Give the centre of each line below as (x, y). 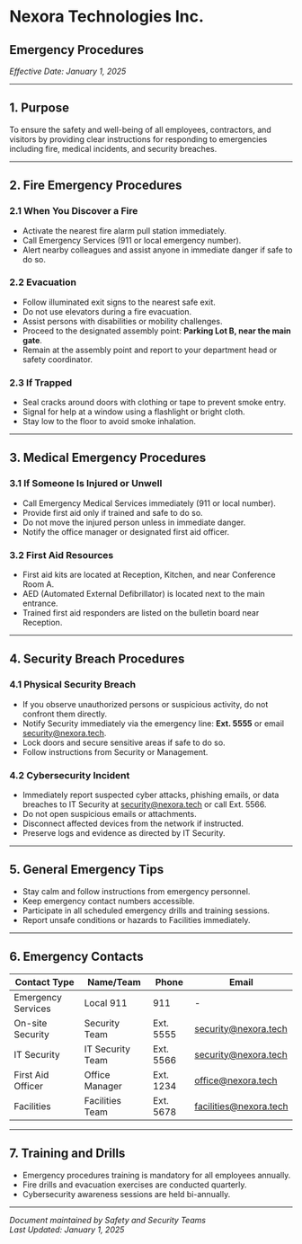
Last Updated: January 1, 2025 (67, 1230)
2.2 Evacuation (43, 282)
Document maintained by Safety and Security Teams (108, 1220)
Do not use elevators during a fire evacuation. (107, 311)
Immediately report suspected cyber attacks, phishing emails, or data (151, 795)
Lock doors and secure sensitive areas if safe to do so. (124, 742)
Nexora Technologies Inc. (107, 17)
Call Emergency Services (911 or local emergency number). (132, 240)
